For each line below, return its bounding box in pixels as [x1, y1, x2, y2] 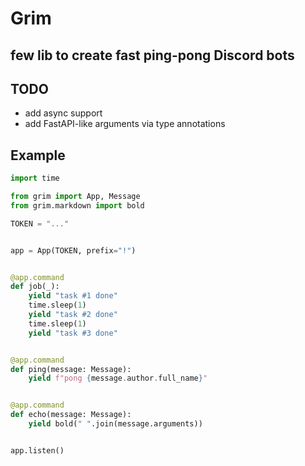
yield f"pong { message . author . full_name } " [28, 373, 208, 384]
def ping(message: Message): [10, 364, 132, 374]
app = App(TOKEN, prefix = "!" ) [10, 245, 137, 256]
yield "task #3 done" [28, 328, 118, 338]
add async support [24, 107, 103, 119]
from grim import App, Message [10, 192, 141, 202]
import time [10, 173, 60, 184]
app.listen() [10, 445, 65, 456]
